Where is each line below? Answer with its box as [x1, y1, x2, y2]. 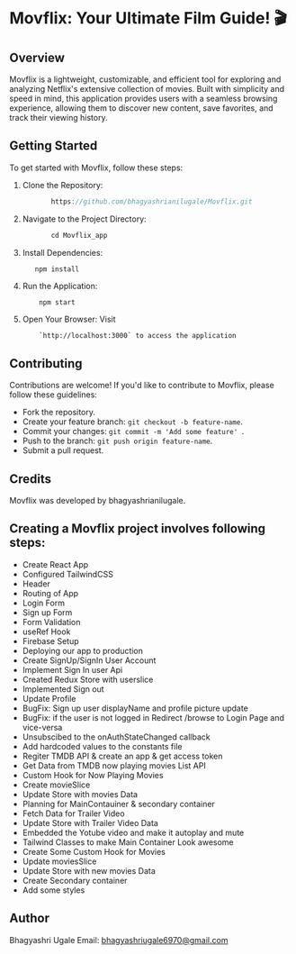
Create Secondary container [22, 875, 128, 886]
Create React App [22, 559, 89, 569]
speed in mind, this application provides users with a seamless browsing [9, 93, 278, 104]
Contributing [9, 356, 83, 371]
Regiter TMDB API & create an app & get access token [22, 750, 223, 761]
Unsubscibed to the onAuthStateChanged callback [22, 731, 211, 742]
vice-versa [22, 722, 63, 732]
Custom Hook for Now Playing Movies [22, 769, 164, 780]
